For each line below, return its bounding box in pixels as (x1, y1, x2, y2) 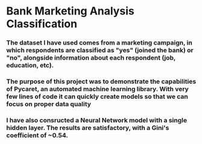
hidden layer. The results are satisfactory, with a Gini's (6, 124, 169, 132)
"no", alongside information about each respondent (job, (6, 54, 176, 62)
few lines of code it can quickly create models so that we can (6, 92, 188, 101)
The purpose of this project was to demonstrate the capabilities (6, 77, 197, 86)
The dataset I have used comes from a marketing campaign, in (6, 39, 193, 47)
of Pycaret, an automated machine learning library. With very (6, 85, 189, 93)
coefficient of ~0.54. (6, 131, 68, 139)
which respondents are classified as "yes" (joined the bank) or (6, 46, 194, 55)
